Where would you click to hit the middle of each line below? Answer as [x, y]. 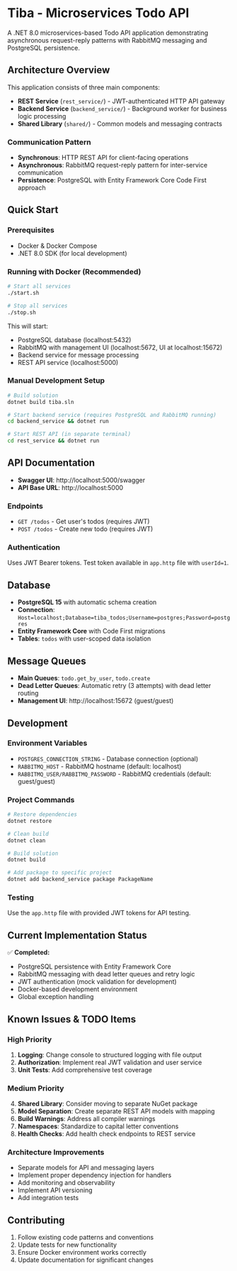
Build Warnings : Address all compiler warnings [86, 1119]
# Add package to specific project [60, 873]
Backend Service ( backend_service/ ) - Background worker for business [122, 109]
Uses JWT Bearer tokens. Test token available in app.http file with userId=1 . [118, 563]
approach [31, 188]
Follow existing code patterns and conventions [86, 1238]
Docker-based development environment [77, 989]
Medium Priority [36, 1088]
